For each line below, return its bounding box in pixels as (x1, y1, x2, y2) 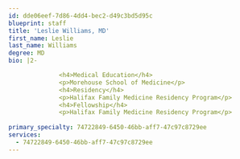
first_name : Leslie (8, 34, 74, 43)
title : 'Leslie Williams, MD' (8, 26, 110, 35)
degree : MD (8, 49, 45, 57)
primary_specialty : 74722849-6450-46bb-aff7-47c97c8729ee (8, 124, 207, 132)
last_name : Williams (8, 42, 78, 50)
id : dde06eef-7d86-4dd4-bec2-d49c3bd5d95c (8, 11, 153, 20)
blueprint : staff (8, 19, 67, 27)
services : (8, 131, 42, 139)
